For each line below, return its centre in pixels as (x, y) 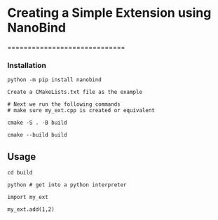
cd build (20, 173)
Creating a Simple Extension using (109, 13)
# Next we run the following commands (64, 104)
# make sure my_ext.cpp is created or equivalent (81, 111)
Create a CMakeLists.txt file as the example (75, 92)
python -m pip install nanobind (54, 80)
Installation (27, 65)
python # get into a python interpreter (67, 185)
